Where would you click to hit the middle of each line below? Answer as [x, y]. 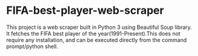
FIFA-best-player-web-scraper [85, 11]
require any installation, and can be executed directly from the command [97, 40]
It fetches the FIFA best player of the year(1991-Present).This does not [94, 33]
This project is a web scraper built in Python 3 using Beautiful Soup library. [99, 27]
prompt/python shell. [32, 46]
